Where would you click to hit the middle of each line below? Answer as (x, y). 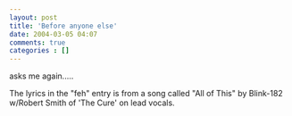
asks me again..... (42, 76)
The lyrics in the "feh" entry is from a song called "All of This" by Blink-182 (146, 94)
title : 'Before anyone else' (63, 26)
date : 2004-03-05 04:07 (54, 34)
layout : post (33, 17)
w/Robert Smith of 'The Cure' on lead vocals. (92, 103)
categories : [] (39, 51)
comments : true (38, 42)
